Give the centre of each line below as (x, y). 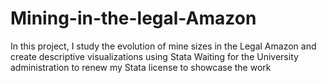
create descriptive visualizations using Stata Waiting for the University (154, 56)
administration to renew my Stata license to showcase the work (141, 67)
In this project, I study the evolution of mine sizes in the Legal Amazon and (163, 46)
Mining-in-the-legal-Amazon (133, 18)
